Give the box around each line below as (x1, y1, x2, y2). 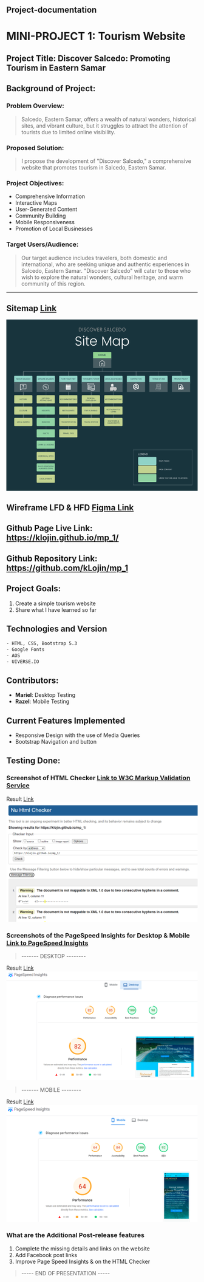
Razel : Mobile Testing (15, 698, 70, 705)
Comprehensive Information (15, 193, 86, 200)
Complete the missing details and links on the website (15, 1245, 150, 1252)
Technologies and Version (6, 623, 107, 634)
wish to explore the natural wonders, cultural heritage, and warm (21, 273, 183, 281)
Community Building (15, 212, 66, 219)
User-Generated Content (15, 206, 78, 213)
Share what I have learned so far (15, 606, 97, 613)
